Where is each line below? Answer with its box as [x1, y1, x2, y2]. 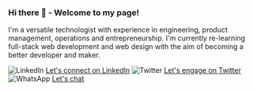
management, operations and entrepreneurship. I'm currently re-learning [8, 33, 246, 43]
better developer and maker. [8, 51, 100, 60]
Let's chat [51, 74, 85, 84]
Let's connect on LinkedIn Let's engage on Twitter [45, 66, 241, 75]
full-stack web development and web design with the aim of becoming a [8, 42, 244, 51]
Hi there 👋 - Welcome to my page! [8, 7, 140, 18]
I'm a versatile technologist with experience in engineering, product [8, 25, 228, 35]
